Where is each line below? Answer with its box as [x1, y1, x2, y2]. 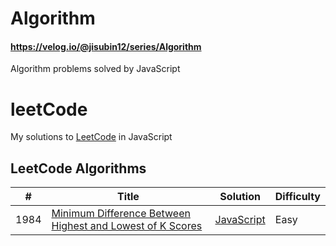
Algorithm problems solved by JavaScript [10, 63, 181, 75]
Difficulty [274, 190, 321, 204]
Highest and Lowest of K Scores [51, 219, 203, 233]
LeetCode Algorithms [10, 160, 147, 177]
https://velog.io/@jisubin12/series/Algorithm [10, 40, 202, 52]
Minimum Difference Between [51, 207, 191, 221]
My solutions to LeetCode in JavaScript [10, 131, 173, 143]
